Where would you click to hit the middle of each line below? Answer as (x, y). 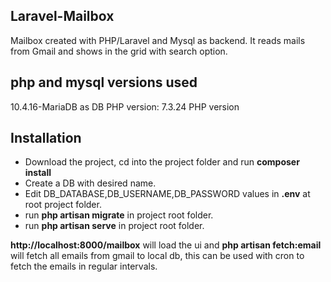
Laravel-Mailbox (62, 16)
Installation (46, 138)
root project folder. (63, 205)
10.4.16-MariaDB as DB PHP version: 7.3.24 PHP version (125, 106)
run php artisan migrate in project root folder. (119, 215)
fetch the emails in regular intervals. (84, 266)
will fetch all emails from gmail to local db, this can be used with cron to (157, 256)
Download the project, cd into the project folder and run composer (162, 162)
